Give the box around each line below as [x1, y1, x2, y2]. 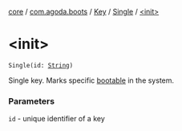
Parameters [8, 96, 55, 107]
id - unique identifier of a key [8, 114, 106, 124]
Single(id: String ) [8, 61, 74, 69]
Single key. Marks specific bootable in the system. [8, 76, 175, 85]
